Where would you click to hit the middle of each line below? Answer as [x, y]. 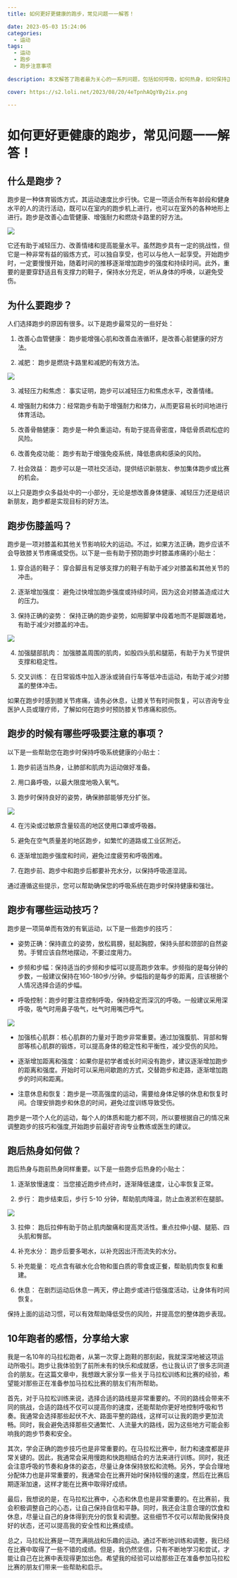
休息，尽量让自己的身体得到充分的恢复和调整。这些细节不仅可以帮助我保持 [115, 1516]
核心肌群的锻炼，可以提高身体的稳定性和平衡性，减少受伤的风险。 [126, 1046]
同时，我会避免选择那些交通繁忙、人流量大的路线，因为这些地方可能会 [121, 1425]
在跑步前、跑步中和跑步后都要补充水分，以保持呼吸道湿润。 [104, 870]
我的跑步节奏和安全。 [44, 1434]
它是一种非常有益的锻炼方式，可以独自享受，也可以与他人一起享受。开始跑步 [119, 255]
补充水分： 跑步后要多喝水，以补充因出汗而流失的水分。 [99, 1251]
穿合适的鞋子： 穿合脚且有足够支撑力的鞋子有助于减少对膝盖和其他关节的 [123, 568]
